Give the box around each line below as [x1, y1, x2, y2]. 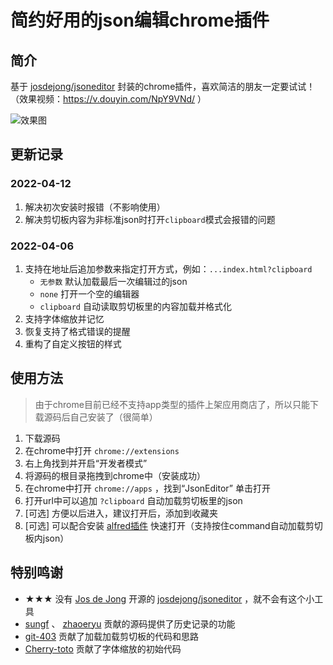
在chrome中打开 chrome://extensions [24, 444, 180, 456]
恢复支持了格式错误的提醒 [24, 325, 131, 337]
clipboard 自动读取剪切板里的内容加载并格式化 [39, 300, 232, 312]
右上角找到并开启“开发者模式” [24, 457, 148, 469]
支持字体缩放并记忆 [24, 312, 105, 325]
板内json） [24, 532, 70, 544]
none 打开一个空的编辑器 [39, 287, 140, 300]
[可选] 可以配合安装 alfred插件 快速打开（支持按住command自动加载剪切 [24, 519, 323, 531]
